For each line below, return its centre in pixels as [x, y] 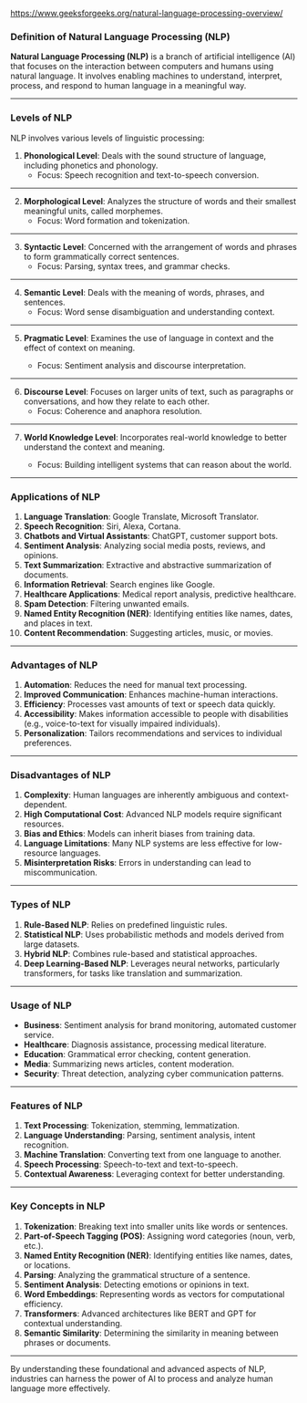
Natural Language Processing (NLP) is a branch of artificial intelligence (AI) [153, 57]
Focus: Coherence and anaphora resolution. [120, 411]
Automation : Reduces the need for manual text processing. [135, 685]
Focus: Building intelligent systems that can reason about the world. [164, 464]
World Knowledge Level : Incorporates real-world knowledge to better [155, 437]
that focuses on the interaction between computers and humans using [142, 67]
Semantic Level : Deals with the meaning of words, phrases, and [144, 292]
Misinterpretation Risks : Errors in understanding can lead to [137, 863]
